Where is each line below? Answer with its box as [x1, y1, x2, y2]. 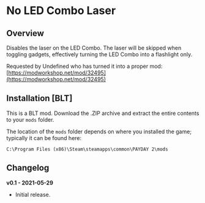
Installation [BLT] [6, 93, 73, 104]
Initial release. [15, 191, 51, 198]
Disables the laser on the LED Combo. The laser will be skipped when [6, 44, 182, 51]
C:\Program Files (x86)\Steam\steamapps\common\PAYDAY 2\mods [6, 146, 168, 152]
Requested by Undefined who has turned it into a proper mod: [6, 62, 163, 70]
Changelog [6, 163, 50, 173]
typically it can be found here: [6, 134, 82, 141]
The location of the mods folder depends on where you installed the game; [6, 128, 192, 135]
